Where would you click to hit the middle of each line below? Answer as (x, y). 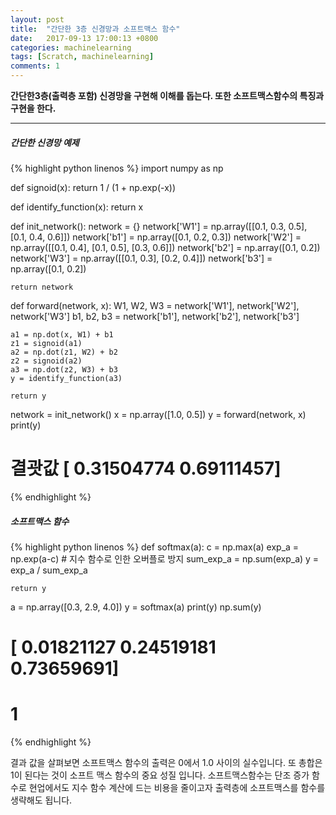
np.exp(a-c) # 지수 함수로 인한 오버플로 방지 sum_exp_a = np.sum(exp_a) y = (165, 558)
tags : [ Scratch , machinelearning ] (82, 57)
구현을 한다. (33, 108)
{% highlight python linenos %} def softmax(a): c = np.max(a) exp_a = (155, 547)
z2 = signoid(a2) (46, 361)
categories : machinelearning (71, 47)
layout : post (37, 19)
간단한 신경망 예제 (45, 142)
